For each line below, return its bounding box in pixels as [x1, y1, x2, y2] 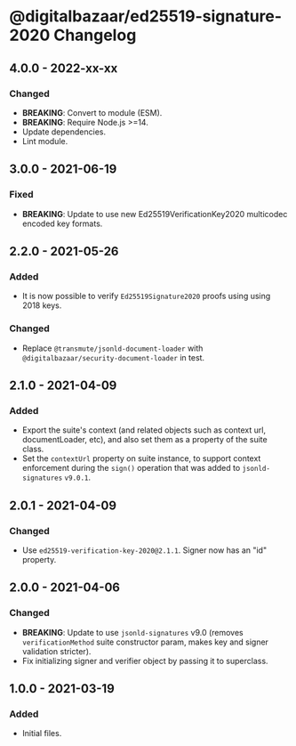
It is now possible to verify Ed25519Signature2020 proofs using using [21, 291, 271, 302]
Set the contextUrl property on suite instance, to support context [21, 453, 261, 464]
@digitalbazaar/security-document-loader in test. [21, 352, 205, 362]
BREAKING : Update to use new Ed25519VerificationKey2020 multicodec [21, 208, 288, 219]
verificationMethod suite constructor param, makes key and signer [21, 637, 269, 647]
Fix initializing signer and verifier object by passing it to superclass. [21, 655, 268, 666]
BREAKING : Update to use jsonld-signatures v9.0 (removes [21, 627, 244, 637]
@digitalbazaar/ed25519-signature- [9, 6, 283, 27]
